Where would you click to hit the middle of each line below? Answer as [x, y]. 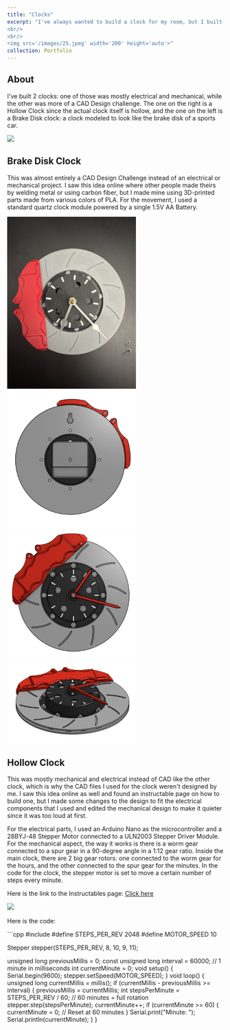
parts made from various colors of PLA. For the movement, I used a [102, 200]
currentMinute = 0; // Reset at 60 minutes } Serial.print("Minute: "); [101, 1012]
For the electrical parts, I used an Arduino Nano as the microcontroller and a [114, 829]
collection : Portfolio [39, 51]
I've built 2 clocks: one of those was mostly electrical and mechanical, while [115, 96]
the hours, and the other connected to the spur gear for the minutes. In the [113, 866]
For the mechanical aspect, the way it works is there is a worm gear [103, 844]
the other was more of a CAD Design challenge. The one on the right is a [110, 103]
